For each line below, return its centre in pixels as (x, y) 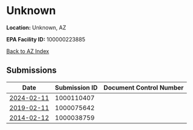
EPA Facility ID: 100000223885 (46, 39)
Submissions (31, 70)
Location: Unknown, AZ (36, 27)
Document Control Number (143, 87)
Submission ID (76, 87)
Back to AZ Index (28, 51)
